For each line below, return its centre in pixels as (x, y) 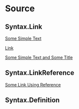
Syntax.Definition (32, 100)
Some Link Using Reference (33, 84)
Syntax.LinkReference (40, 73)
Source (20, 9)
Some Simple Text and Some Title (39, 57)
